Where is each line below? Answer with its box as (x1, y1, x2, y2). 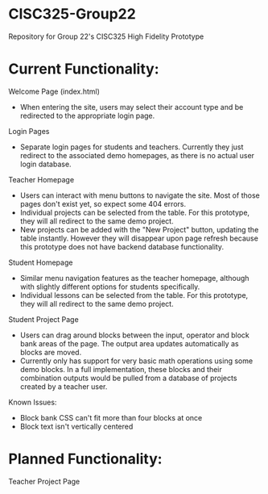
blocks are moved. (19, 347, 82, 357)
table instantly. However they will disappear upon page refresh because (19, 233, 259, 243)
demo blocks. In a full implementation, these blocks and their (19, 364, 223, 374)
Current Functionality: (8, 60, 159, 78)
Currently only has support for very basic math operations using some (19, 356, 254, 366)
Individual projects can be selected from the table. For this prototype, (19, 207, 250, 217)
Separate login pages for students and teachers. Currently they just (19, 142, 244, 152)
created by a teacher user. (19, 381, 108, 391)
